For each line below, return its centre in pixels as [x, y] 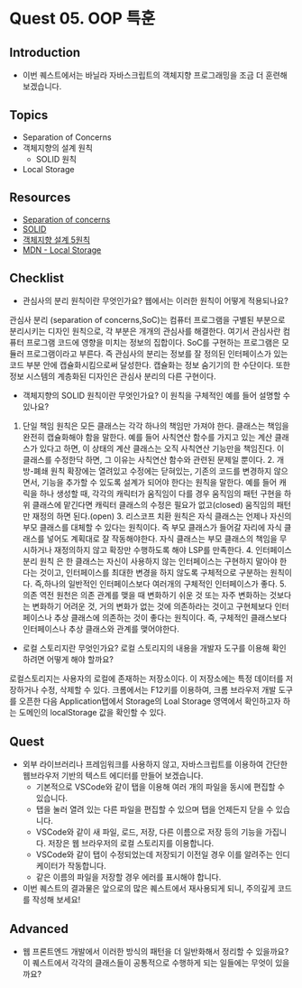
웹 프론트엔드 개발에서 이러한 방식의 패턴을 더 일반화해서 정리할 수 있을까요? [156, 952]
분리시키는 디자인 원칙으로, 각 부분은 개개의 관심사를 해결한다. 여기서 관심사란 [145, 331]
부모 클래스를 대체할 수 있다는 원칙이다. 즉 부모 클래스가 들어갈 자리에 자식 [152, 528]
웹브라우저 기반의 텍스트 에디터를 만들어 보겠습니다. [113, 776]
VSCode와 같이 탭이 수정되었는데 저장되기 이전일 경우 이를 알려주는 [154, 854]
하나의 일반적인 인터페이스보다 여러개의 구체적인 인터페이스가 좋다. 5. [165, 584]
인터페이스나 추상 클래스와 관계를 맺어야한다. [101, 629]
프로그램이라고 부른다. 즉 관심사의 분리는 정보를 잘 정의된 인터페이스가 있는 [157, 354]
